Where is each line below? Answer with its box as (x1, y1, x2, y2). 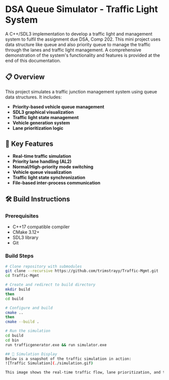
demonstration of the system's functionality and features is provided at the (5, 52, 160, 58)
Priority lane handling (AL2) (12, 158, 72, 164)
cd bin (5, 338, 19, 343)
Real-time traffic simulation (12, 153, 71, 159)
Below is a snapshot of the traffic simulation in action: (5, 356, 132, 361)
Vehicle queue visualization (12, 169, 72, 175)
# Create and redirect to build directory (5, 282, 96, 288)
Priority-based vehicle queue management (12, 104, 105, 110)
